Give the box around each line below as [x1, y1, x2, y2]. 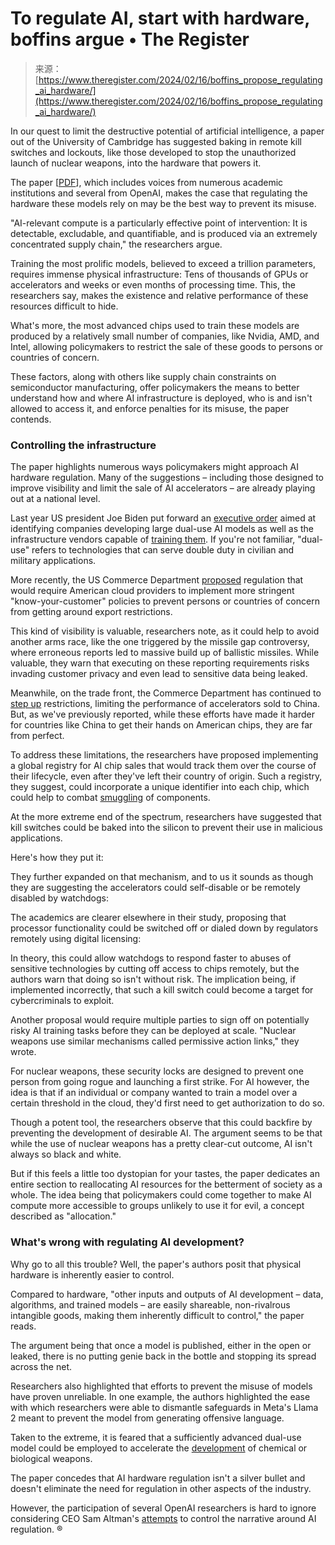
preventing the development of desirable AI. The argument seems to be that [10, 1127, 323, 1139]
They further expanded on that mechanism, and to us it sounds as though [10, 871, 314, 883]
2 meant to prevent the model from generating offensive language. [10, 1412, 285, 1424]
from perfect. [10, 730, 65, 742]
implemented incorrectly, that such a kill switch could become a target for [10, 984, 314, 996]
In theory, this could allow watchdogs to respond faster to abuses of [10, 952, 292, 964]
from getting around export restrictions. [10, 606, 173, 618]
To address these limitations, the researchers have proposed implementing [10, 749, 319, 761]
